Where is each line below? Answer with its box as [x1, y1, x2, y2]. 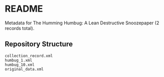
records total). [5, 25, 35, 31]
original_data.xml [5, 66, 44, 71]
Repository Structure [5, 40, 73, 49]
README [5, 3, 43, 15]
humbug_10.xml [5, 62, 35, 67]
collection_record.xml [5, 53, 53, 58]
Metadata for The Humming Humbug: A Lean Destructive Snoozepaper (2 [5, 20, 159, 26]
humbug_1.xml [5, 58, 33, 63]
